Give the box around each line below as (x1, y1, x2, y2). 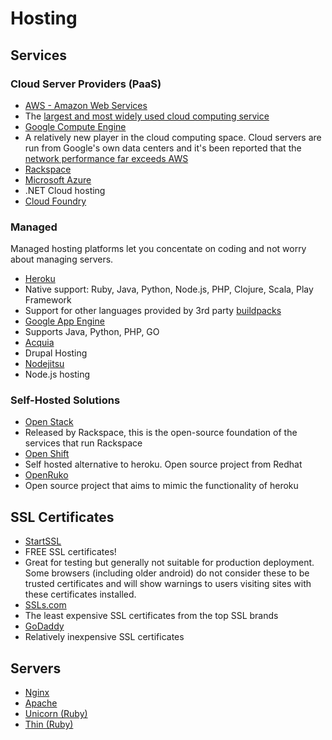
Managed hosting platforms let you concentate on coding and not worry (10, 243, 307, 255)
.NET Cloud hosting (24, 184, 106, 196)
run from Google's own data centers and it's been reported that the (24, 142, 302, 154)
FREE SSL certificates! (24, 546, 117, 558)
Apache (24, 697, 58, 709)
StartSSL (24, 535, 62, 547)
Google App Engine (24, 315, 105, 327)
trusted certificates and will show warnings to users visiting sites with (24, 578, 312, 590)
